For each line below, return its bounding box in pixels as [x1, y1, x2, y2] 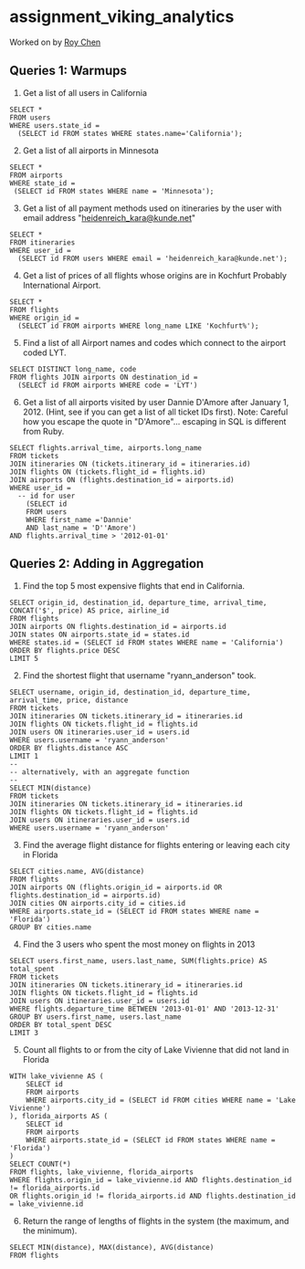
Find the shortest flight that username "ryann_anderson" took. [22, 669, 257, 681]
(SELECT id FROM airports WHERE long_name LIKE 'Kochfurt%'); [17, 321, 259, 330]
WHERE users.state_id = [9, 121, 100, 130]
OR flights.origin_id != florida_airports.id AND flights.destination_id [9, 1191, 297, 1201]
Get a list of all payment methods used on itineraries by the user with [22, 203, 282, 214]
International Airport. [22, 279, 101, 290]
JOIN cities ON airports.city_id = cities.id [9, 898, 185, 907]
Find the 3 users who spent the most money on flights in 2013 [22, 939, 256, 949]
